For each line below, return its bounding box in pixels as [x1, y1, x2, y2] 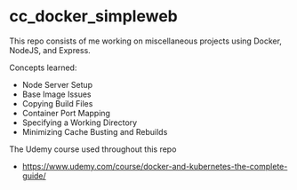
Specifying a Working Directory [21, 117, 138, 128]
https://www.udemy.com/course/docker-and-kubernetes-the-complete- [21, 161, 288, 171]
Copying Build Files [21, 98, 93, 108]
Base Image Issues [21, 89, 92, 99]
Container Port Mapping [21, 107, 111, 118]
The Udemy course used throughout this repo [9, 144, 177, 154]
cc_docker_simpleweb [9, 6, 178, 27]
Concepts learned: [9, 62, 77, 73]
